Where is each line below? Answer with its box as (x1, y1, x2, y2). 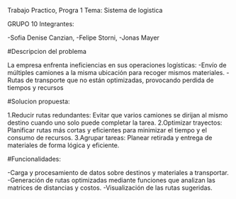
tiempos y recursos (7, 84, 64, 91)
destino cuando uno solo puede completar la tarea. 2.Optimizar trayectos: (7, 118, 223, 127)
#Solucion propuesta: (7, 97, 70, 106)
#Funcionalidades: (7, 155, 62, 163)
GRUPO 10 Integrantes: (7, 20, 74, 28)
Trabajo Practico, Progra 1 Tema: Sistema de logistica (7, 6, 163, 14)
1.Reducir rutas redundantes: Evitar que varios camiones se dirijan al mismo (7, 111, 228, 119)
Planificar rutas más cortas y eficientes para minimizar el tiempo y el (7, 126, 208, 134)
